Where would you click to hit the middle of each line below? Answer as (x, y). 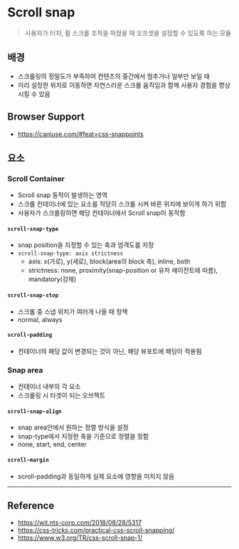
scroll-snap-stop (33, 296)
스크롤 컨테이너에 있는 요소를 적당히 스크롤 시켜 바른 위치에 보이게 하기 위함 (122, 204)
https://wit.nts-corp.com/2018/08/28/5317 (80, 523)
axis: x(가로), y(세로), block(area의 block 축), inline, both (109, 261)
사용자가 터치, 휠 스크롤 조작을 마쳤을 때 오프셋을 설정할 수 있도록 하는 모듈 (128, 33)
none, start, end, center (52, 444)
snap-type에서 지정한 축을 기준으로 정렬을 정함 (83, 436)
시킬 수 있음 (34, 94)
